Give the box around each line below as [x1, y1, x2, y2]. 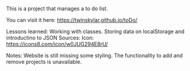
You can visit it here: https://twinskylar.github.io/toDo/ [6, 17, 138, 23]
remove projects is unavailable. [6, 59, 82, 65]
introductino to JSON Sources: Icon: [6, 34, 94, 41]
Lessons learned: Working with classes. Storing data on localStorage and [6, 28, 185, 35]
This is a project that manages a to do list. [6, 5, 108, 12]
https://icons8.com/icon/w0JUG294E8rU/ [6, 41, 108, 47]
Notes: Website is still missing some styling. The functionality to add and [6, 52, 183, 59]
